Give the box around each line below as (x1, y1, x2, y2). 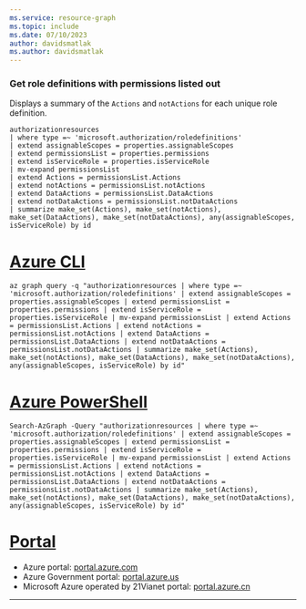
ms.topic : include (9, 22, 79, 31)
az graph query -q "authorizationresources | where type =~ (9, 282, 243, 291)
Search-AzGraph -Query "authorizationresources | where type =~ (9, 421, 259, 431)
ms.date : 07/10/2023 (9, 30, 88, 39)
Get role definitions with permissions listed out (9, 77, 221, 90)
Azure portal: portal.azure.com (22, 562, 138, 573)
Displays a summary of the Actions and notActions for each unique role (9, 98, 278, 109)
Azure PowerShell (9, 391, 148, 412)
